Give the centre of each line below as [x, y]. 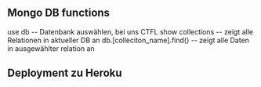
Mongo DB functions [59, 13]
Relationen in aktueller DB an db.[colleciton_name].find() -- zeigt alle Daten [129, 40]
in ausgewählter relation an [51, 48]
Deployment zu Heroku [65, 73]
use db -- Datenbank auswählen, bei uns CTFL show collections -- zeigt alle [130, 31]
